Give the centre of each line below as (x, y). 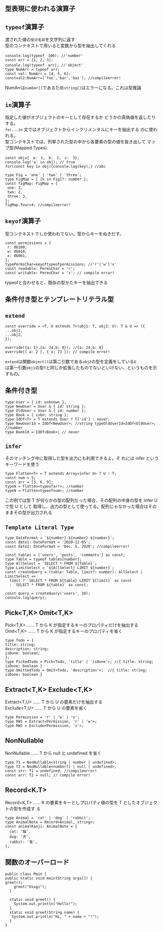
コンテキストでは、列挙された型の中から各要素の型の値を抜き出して (78, 142)
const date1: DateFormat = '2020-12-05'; (48, 542)
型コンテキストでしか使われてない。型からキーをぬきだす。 (64, 234)
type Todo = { (20, 641)
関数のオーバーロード (37, 862)
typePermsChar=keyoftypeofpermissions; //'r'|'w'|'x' (61, 264)
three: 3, (17, 197)
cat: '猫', (20, 831)
